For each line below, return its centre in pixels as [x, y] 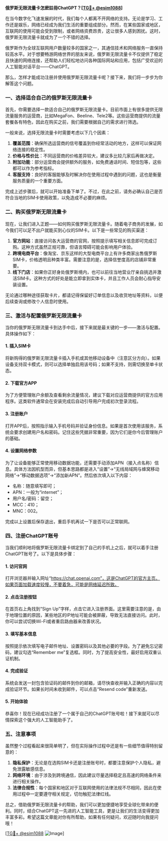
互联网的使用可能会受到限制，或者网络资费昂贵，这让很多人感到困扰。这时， [84, 31]
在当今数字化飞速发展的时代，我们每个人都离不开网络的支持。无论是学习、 [82, 19]
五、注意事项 [21, 734]
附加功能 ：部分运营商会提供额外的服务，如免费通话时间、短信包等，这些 [87, 162]
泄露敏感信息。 [32, 769]
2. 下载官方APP [21, 383]
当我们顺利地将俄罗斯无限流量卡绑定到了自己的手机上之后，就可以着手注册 [82, 548]
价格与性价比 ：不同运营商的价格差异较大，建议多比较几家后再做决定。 [85, 156]
